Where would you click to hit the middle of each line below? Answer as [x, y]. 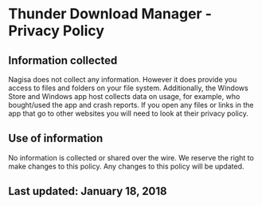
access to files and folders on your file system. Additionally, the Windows [128, 88]
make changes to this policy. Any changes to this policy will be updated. [126, 166]
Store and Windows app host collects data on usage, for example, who [124, 96]
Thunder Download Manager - [110, 14]
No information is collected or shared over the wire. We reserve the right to [131, 157]
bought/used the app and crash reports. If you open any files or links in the [131, 105]
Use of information [56, 139]
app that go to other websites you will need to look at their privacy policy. [128, 113]
